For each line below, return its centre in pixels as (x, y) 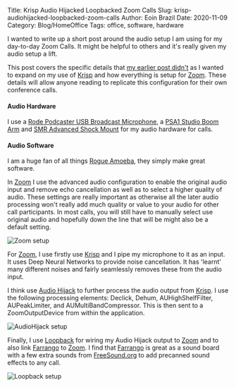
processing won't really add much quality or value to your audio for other (113, 204)
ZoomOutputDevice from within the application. (76, 313)
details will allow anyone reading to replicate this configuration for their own (117, 82)
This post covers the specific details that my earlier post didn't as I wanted (116, 67)
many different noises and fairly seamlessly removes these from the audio (114, 269)
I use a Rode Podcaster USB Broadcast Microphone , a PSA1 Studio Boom (113, 122)
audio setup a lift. (32, 54)
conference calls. (32, 90)
